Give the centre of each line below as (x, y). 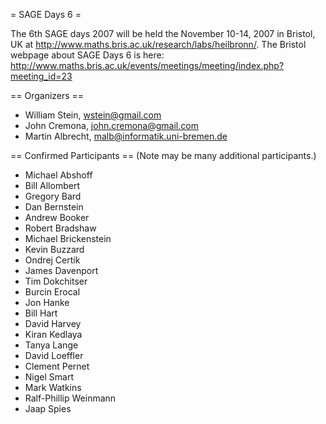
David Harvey (53, 323)
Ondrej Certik (52, 260)
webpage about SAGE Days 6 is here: (87, 55)
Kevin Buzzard (54, 249)
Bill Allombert (52, 185)
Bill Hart (41, 313)
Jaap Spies (48, 408)
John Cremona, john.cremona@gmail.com (111, 125)
